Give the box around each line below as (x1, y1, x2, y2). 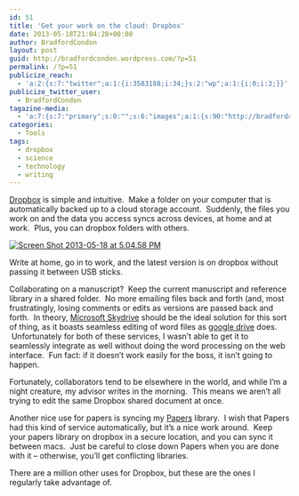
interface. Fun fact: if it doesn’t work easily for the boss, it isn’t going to (9, 350, 273, 361)
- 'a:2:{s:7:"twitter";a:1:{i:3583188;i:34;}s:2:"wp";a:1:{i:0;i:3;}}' (17, 79, 289, 88)
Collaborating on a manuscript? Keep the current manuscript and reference (9, 284, 287, 294)
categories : (9, 121, 53, 130)
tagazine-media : (9, 104, 69, 113)
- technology (17, 162, 66, 171)
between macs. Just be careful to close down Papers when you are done (9, 441, 279, 452)
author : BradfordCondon (9, 37, 98, 47)
